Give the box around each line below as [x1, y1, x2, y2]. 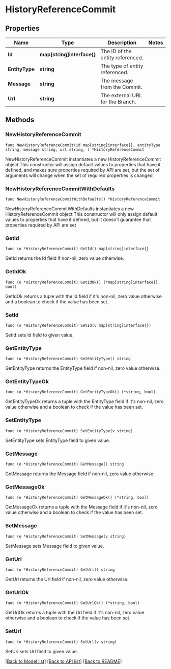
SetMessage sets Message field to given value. [5, 543, 104, 549]
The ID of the [100, 48, 132, 55]
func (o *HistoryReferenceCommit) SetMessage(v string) [5, 533, 126, 539]
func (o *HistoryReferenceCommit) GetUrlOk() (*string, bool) [5, 600, 140, 606]
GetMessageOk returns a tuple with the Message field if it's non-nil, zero [5, 504, 158, 510]
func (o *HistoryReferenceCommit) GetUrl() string [5, 567, 115, 572]
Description [107, 39, 136, 46]
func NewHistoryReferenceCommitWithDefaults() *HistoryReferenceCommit [5, 196, 160, 202]
